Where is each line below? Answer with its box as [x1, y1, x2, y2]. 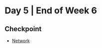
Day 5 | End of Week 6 [4, 5, 98, 16]
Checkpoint [4, 25, 42, 33]
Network [11, 38, 30, 44]
